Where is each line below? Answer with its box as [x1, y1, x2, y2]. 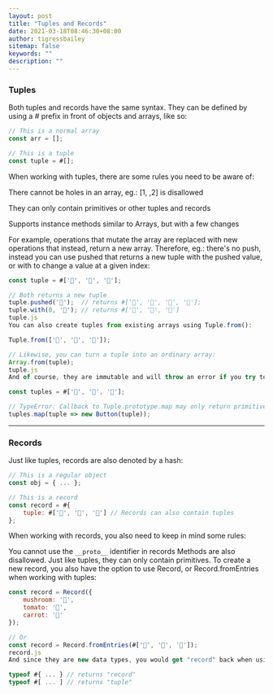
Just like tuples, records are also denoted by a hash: [8, 456, 184, 465]
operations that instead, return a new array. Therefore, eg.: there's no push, [8, 243, 262, 253]
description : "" [8, 58, 63, 66]
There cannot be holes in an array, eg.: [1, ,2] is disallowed [8, 187, 204, 197]
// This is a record [8, 493, 79, 501]
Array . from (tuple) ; [8, 358, 75, 366]
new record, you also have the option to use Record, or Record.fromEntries [8, 564, 259, 574]
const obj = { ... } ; [8, 479, 82, 487]
